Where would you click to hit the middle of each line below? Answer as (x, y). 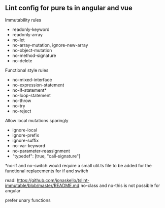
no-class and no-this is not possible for (120, 185)
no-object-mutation (32, 50)
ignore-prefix (26, 135)
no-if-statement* (29, 90)
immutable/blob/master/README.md (42, 185)
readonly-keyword (31, 29)
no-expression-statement (38, 85)
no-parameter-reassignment (41, 151)
